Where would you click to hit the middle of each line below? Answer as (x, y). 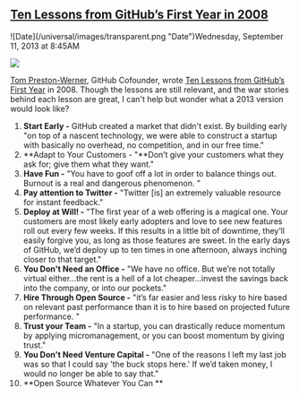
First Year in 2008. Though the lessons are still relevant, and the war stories (149, 90)
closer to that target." (62, 259)
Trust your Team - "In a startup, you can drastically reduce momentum (154, 325)
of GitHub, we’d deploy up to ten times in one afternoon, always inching (155, 249)
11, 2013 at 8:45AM (45, 46)
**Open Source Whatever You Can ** (93, 383)
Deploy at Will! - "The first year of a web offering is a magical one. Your (156, 211)
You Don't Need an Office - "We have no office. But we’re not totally (149, 269)
